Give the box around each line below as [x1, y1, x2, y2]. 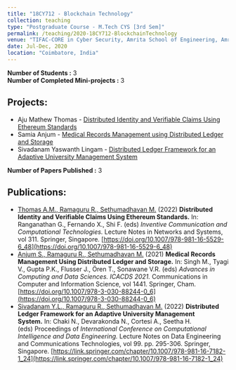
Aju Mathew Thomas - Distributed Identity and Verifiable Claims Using [17, 115, 221, 124]
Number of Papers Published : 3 [7, 166, 103, 174]
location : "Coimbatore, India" [7, 50, 99, 57]
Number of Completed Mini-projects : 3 [7, 76, 125, 84]
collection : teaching [7, 17, 71, 24]
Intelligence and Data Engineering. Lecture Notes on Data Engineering [17, 331, 221, 341]
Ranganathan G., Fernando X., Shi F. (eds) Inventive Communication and [17, 220, 228, 228]
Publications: [7, 187, 67, 199]
